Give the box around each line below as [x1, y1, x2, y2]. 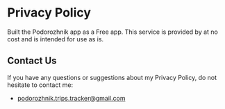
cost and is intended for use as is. [7, 34, 104, 43]
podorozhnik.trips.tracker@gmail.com [17, 94, 126, 102]
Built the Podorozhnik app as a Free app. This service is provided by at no [7, 28, 219, 36]
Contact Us [7, 55, 57, 67]
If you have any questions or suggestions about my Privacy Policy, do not [7, 73, 217, 81]
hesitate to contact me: [7, 81, 74, 89]
